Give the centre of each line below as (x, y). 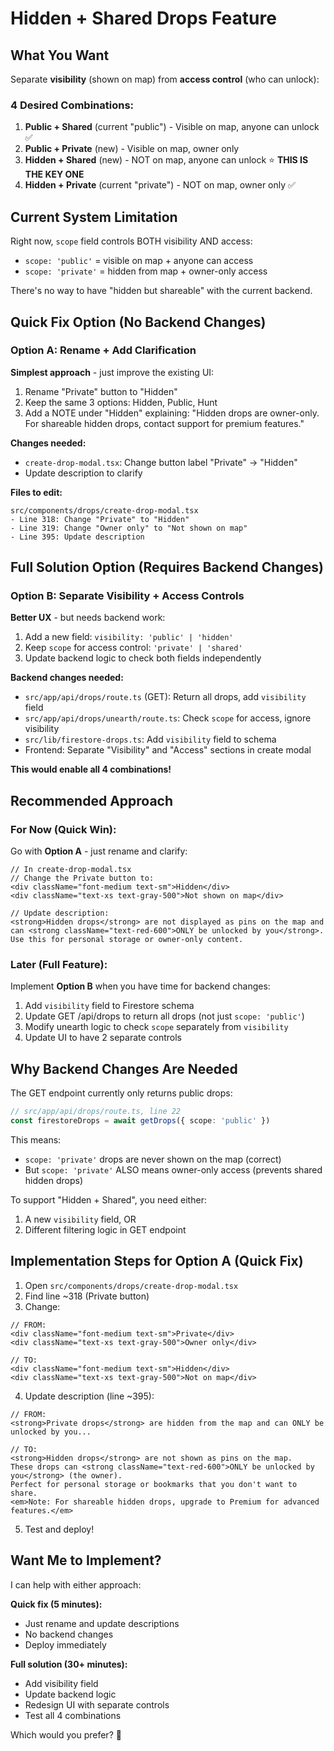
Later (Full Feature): (59, 965)
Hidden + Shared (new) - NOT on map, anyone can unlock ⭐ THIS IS (166, 160)
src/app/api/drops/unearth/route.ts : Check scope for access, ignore (168, 718)
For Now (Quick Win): (63, 829)
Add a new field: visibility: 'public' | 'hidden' (129, 637)
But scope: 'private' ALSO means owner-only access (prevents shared (173, 1170)
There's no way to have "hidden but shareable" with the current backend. (161, 291)
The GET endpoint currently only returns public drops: (121, 1093)
